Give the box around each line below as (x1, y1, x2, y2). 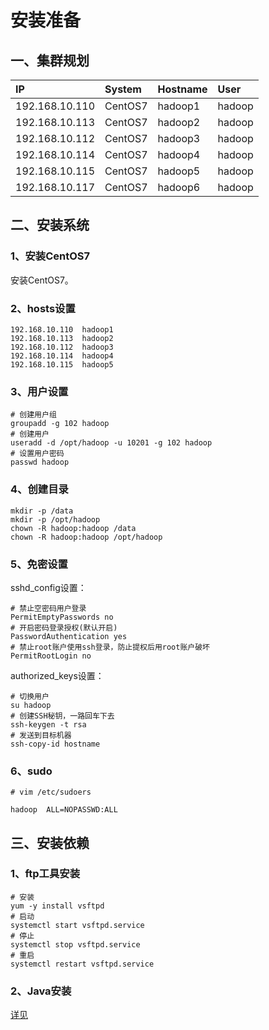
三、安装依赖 (10, 834, 90, 851)
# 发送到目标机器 (10, 730, 72, 740)
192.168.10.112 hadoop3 (10, 342, 114, 352)
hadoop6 (157, 181, 201, 194)
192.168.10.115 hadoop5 (10, 359, 114, 370)
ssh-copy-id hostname (10, 739, 101, 749)
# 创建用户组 (10, 410, 57, 420)
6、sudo (10, 764, 53, 778)
